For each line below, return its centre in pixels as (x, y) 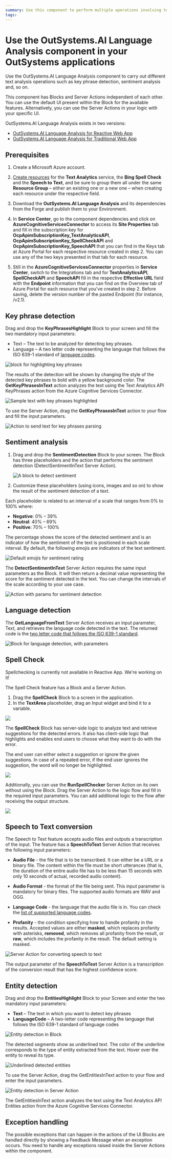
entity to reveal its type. (30, 1055)
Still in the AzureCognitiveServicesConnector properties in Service (85, 267)
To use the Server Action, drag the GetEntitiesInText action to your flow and (85, 1075)
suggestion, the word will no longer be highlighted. (59, 765)
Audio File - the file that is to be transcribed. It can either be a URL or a (88, 860)
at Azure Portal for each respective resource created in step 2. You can (88, 252)
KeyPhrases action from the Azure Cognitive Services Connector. (74, 391)
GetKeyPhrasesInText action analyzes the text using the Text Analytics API (85, 385)
